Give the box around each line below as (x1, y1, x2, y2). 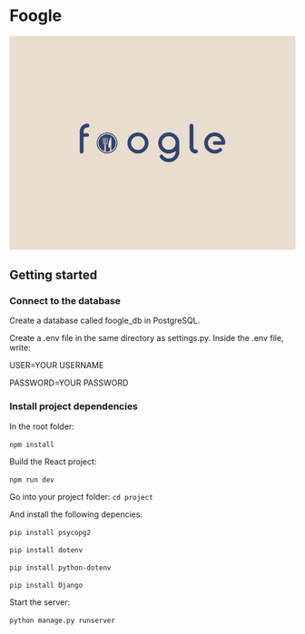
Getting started (9, 268, 98, 283)
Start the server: (9, 596, 71, 608)
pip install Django (9, 580, 84, 590)
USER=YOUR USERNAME (9, 360, 104, 371)
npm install (9, 440, 54, 449)
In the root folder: (9, 421, 74, 432)
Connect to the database (9, 295, 121, 307)
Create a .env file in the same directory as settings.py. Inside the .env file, (9, 333, 284, 344)
